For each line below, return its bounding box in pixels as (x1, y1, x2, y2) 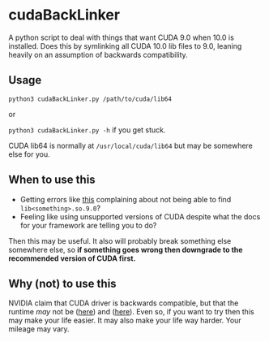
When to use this (8, 173, 96, 187)
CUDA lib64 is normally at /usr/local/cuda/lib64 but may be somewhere (8, 141, 254, 150)
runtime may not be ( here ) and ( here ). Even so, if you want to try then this (8, 307, 254, 317)
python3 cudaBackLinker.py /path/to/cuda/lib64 (8, 95, 173, 103)
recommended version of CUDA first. (8, 253, 136, 263)
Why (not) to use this (8, 276, 117, 290)
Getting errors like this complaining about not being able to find (19, 194, 232, 204)
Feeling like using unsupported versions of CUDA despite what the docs (19, 211, 261, 221)
